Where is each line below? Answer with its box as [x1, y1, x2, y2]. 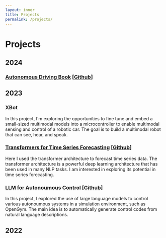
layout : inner [5, 7, 35, 13]
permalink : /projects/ [5, 17, 53, 22]
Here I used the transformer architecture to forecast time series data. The [5, 155, 157, 162]
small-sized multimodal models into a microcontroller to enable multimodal [5, 121, 160, 127]
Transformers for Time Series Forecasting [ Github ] [5, 144, 132, 151]
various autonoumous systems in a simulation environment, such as [5, 201, 146, 207]
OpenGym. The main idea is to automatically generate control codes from [5, 206, 157, 212]
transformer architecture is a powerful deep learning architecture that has [5, 161, 158, 167]
